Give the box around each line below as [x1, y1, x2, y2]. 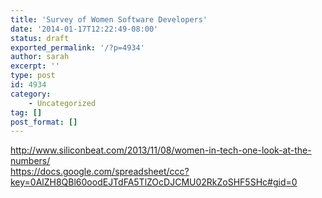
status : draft [10, 33, 70, 43]
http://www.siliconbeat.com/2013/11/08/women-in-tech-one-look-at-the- [10, 144, 312, 156]
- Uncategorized [28, 98, 97, 108]
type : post [10, 71, 56, 81]
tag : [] [10, 107, 43, 118]
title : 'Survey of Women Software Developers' [10, 14, 208, 25]
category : [10, 89, 52, 99]
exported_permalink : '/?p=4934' [10, 42, 145, 53]
